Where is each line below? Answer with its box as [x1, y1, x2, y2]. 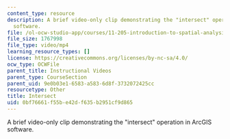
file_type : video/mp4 [7, 42, 69, 49]
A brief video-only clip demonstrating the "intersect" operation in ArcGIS [7, 118, 212, 126]
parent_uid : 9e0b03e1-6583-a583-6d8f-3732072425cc [7, 80, 155, 87]
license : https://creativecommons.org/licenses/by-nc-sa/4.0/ [7, 55, 188, 62]
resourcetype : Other [7, 86, 66, 93]
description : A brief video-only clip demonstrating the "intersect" [7, 16, 210, 23]
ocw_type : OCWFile [7, 61, 60, 68]
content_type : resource [7, 10, 75, 17]
